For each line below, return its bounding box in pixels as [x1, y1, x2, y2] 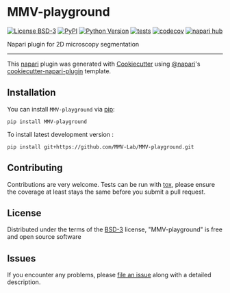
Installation [7, 87, 56, 99]
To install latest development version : [7, 130, 114, 138]
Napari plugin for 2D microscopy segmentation [7, 40, 140, 48]
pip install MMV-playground [7, 118, 88, 125]
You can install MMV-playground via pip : [7, 105, 115, 113]
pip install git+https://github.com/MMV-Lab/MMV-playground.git [7, 143, 194, 151]
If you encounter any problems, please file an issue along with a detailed [7, 271, 212, 279]
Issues [7, 253, 36, 264]
